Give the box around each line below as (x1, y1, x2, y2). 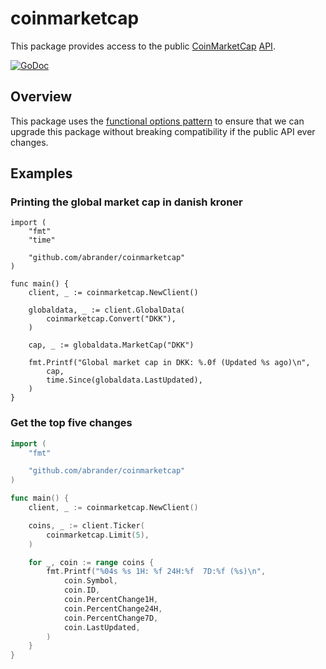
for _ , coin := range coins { (28, 557, 155, 567)
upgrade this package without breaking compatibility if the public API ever (10, 125, 316, 137)
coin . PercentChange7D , (63, 613, 159, 623)
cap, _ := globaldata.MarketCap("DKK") (28, 340, 195, 351)
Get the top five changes (10, 416, 133, 430)
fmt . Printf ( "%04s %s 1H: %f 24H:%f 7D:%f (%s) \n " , (46, 567, 267, 577)
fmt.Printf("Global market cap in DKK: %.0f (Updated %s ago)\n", (28, 358, 311, 368)
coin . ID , (63, 585, 101, 596)
